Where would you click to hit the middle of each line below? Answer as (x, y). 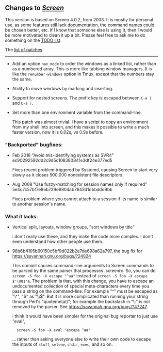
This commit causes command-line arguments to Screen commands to (83, 266)
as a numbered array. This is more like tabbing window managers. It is (82, 69)
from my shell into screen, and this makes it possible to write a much (81, 127)
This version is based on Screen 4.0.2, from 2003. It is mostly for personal (79, 19)
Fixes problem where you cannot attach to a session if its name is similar (85, 199)
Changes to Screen (34, 8)
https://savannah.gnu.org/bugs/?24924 (51, 256)
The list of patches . (24, 49)
